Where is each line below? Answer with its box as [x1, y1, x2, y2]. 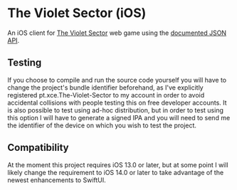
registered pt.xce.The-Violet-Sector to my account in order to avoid [7, 90, 205, 99]
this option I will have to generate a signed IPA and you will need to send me [7, 113, 231, 122]
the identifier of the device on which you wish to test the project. [7, 121, 197, 130]
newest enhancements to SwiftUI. [7, 176, 107, 184]
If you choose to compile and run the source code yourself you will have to [7, 75, 226, 84]
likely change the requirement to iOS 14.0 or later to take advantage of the [7, 168, 224, 176]
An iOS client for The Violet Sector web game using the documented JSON [7, 28, 226, 37]
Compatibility [7, 142, 69, 154]
